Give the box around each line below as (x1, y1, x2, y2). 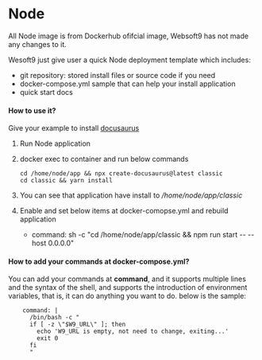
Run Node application (19, 139, 91, 148)
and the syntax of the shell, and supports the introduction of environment (8, 283, 248, 292)
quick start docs (19, 87, 73, 96)
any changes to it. (8, 39, 67, 49)
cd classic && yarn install (19, 177, 113, 185)
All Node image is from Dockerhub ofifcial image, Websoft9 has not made (8, 31, 249, 41)
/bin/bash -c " (29, 314, 80, 322)
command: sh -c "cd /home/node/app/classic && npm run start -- (31, 230, 246, 240)
